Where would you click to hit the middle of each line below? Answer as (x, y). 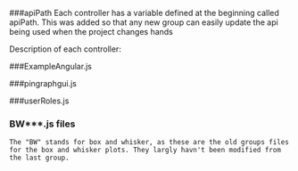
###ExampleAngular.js (50, 66)
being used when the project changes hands (91, 32)
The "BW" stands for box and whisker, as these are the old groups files (149, 142)
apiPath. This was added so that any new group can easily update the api (144, 22)
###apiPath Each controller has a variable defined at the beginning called (144, 13)
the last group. (39, 158)
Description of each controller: (66, 49)
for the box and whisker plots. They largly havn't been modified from (145, 151)
